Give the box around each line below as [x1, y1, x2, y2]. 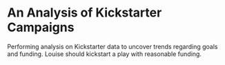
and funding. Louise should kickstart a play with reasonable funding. [7, 50, 202, 58]
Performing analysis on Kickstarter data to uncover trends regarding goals [7, 42, 218, 50]
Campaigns [7, 19, 75, 35]
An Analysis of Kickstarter [7, 5, 162, 21]
